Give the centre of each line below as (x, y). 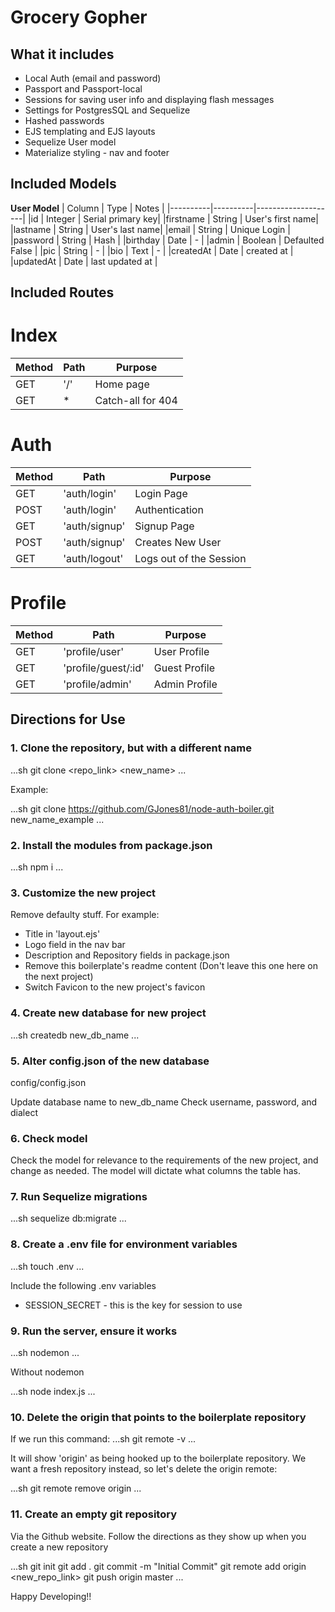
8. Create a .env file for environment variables (124, 1244)
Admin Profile (185, 684)
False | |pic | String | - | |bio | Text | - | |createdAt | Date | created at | (152, 250)
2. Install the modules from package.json (111, 845)
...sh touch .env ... (47, 1266)
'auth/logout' (93, 559)
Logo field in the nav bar (75, 945)
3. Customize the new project (83, 893)
